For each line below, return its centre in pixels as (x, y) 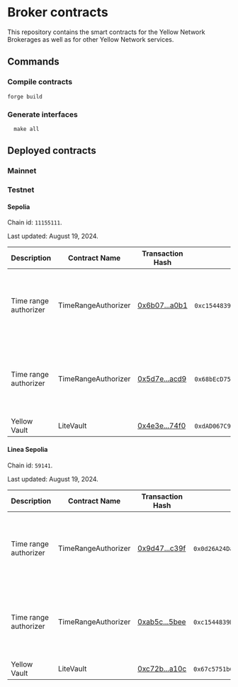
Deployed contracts (52, 151)
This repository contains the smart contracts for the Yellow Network (106, 32)
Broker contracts (58, 12)
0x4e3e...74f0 (162, 426)
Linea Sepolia (28, 449)
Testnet (21, 190)
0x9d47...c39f (162, 548)
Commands (34, 62)
